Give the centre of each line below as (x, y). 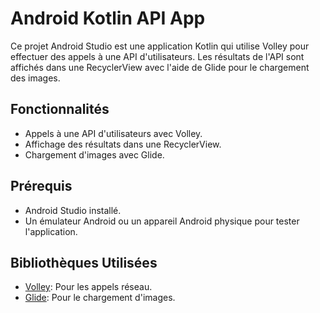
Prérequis (41, 186)
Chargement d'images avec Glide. (94, 154)
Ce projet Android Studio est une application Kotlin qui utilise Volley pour (160, 46)
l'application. (51, 231)
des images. (35, 78)
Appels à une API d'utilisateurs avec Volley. (113, 133)
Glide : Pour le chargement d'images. (100, 298)
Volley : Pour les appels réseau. (88, 287)
